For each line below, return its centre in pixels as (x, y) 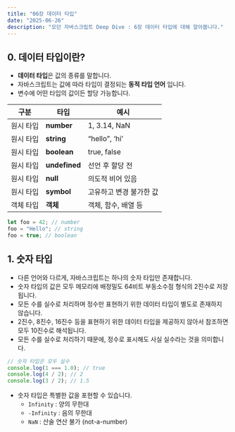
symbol (58, 192)
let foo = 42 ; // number (44, 223)
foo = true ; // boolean (42, 235)
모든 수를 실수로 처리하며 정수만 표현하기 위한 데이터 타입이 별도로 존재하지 (120, 304)
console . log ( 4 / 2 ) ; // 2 (45, 374)
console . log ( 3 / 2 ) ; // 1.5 (49, 381)
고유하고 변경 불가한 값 (123, 192)
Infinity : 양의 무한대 (58, 404)
